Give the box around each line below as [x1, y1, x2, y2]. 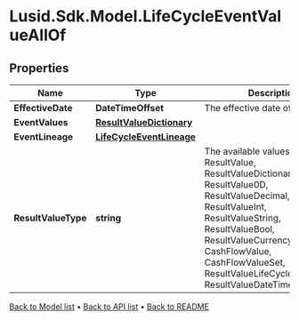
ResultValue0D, [204, 179, 269, 190]
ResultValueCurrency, [204, 234, 295, 246]
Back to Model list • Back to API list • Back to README [9, 301, 209, 312]
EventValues [13, 116, 69, 128]
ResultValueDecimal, [204, 189, 291, 202]
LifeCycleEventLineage [94, 131, 196, 143]
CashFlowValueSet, [204, 256, 287, 268]
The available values [204, 145, 290, 157]
